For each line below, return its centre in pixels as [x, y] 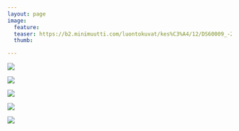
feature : [27, 27]
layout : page [27, 14]
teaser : [25, 34]
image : [17, 21]
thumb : [23, 41]
